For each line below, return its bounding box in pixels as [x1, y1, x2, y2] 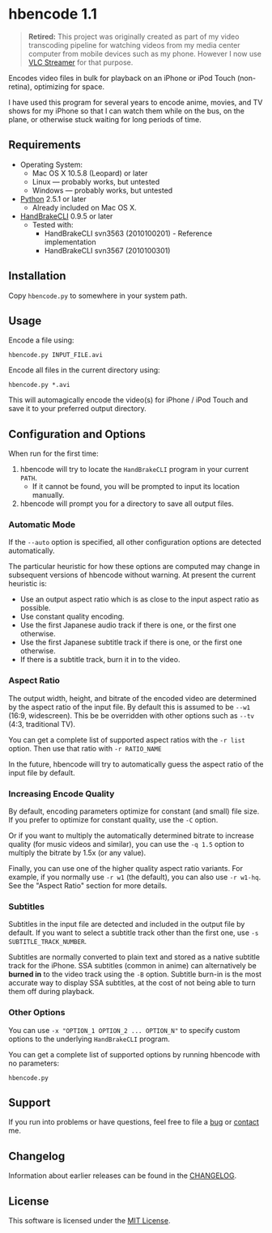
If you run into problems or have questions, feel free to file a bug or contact [8, 1117, 259, 1127]
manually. [32, 491, 65, 500]
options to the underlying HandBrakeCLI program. [8, 1034, 170, 1044]
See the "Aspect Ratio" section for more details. [8, 881, 168, 891]
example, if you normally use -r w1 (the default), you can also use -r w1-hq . [8, 872, 261, 882]
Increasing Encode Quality [8, 788, 115, 799]
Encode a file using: [8, 335, 74, 345]
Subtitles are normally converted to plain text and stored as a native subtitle [8, 952, 261, 962]
